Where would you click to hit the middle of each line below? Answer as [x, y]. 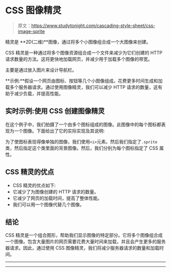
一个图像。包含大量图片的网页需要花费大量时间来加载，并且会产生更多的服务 [85, 242]
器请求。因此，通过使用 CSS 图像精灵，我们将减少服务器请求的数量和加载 [82, 248]
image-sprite [31, 31]
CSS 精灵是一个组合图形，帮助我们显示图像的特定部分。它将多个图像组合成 [84, 235]
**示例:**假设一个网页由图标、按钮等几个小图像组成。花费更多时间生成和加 [84, 81]
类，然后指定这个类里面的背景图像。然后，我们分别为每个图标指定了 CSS [82, 148]
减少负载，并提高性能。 [39, 93]
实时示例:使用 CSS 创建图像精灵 [55, 111]
